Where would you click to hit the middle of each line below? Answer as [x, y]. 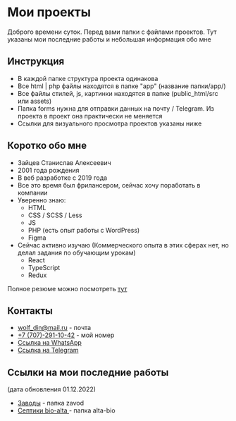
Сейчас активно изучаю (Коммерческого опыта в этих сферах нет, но [123, 245]
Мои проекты [49, 12]
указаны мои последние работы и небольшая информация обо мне [109, 39]
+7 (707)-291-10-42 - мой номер [66, 335]
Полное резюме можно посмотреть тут [67, 288]
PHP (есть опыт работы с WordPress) [84, 230]
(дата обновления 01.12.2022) [52, 389]
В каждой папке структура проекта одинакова [88, 78]
